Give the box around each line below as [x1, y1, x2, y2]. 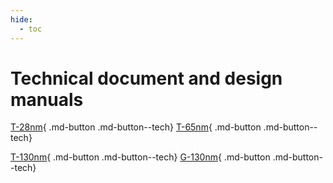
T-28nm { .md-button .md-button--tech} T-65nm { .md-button [10, 121, 262, 133]
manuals [10, 88, 84, 111]
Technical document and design [10, 67, 283, 90]
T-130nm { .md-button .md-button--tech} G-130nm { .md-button [10, 151, 271, 163]
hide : [10, 14, 33, 25]
